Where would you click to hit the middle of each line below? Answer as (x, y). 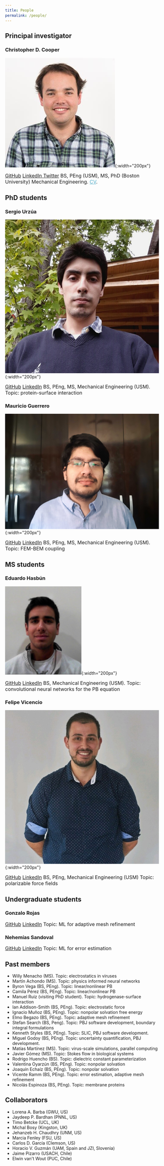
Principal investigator (39, 36)
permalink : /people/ (26, 15)
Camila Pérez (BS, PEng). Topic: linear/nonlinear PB (64, 991)
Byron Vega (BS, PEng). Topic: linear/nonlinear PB (62, 986)
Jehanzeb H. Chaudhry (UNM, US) (47, 1132)
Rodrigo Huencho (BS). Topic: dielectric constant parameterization (79, 1059)
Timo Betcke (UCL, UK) (36, 1122)
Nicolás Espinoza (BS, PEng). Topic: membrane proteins (68, 1085)
